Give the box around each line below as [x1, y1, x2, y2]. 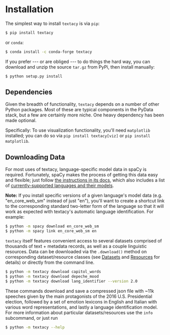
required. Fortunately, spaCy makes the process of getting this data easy [5, 172, 158, 178]
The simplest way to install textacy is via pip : [5, 20, 100, 26]
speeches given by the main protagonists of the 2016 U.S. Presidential [5, 293, 153, 299]
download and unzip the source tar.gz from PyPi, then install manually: [5, 64, 155, 70]
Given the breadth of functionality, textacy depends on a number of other [5, 101, 159, 107]
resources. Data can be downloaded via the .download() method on [5, 248, 147, 255]
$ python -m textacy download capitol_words [5, 269, 101, 274]
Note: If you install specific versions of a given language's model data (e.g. [5, 192, 163, 199]
